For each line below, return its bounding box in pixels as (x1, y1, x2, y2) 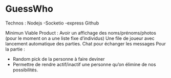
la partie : (5, 46, 26, 52)
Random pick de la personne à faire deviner (12, 56, 105, 62)
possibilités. (12, 67, 38, 73)
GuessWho (5, 3, 54, 15)
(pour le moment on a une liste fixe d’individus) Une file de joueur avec (5, 35, 155, 41)
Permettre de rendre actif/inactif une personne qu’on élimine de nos (12, 61, 156, 67)
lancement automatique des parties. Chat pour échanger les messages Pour (5, 40, 166, 46)
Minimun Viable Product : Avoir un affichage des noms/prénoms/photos (5, 30, 156, 36)
